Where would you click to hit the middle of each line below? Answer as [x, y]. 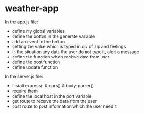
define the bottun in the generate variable [53, 36]
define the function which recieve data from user [61, 57]
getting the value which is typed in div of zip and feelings [69, 46]
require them [25, 91]
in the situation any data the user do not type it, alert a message [75, 52]
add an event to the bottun [38, 41]
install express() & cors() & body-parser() [53, 85]
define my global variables [38, 31]
